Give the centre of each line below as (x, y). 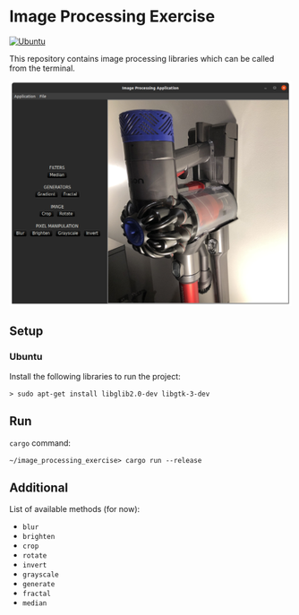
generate (38, 585)
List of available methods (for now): (75, 509)
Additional (39, 487)
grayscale (41, 575)
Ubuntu (26, 357)
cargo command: (40, 443)
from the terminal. (43, 68)
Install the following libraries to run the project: (95, 376)
